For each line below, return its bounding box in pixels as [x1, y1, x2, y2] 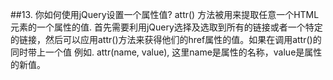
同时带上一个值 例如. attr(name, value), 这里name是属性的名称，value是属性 [10, 46, 323, 58]
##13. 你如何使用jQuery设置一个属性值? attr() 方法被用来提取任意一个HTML [10, 9, 320, 20]
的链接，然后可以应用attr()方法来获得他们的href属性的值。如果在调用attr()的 [10, 34, 322, 45]
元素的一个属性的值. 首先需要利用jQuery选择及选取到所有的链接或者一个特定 [10, 21, 323, 33]
